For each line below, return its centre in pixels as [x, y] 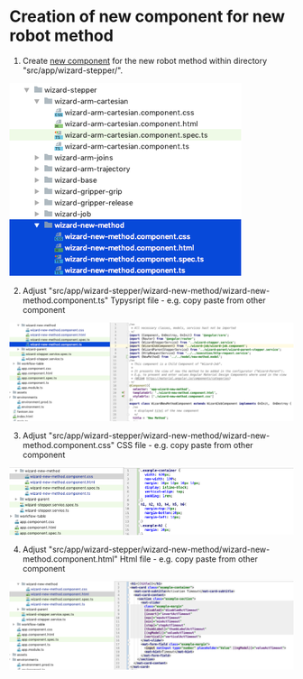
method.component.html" [70, 559]
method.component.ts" [65, 300]
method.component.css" [69, 445]
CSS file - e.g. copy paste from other [185, 445]
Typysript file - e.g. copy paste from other [188, 300]
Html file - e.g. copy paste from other [189, 559]
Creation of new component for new [147, 17]
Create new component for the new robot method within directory [145, 60]
